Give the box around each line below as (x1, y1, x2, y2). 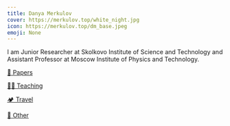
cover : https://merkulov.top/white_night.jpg (7, 16, 139, 23)
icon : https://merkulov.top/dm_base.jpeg (7, 23, 128, 29)
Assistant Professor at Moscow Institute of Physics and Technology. (7, 55, 200, 64)
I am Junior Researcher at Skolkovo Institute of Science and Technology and (7, 48, 223, 56)
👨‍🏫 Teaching (7, 81, 43, 90)
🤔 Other (7, 111, 30, 120)
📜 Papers (7, 68, 33, 77)
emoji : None (7, 29, 41, 36)
